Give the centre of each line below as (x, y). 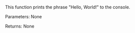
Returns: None (20, 26)
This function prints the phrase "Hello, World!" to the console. (68, 7)
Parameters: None (23, 16)
